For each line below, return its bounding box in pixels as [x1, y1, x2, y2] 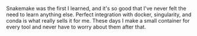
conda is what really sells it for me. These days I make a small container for [6, 17, 190, 24]
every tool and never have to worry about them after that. [6, 23, 147, 30]
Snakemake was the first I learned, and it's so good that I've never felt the [6, 5, 187, 12]
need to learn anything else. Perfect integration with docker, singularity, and [6, 11, 192, 18]
